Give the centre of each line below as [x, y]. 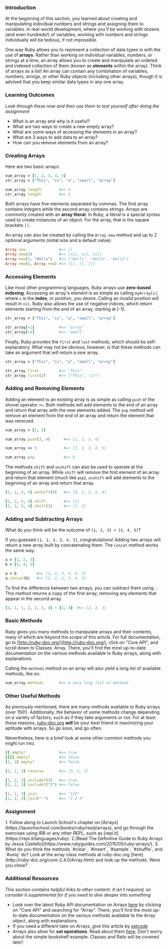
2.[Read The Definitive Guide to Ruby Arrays [117, 839]
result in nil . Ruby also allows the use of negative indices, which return [79, 304]
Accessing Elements [31, 276]
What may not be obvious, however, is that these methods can [96, 347]
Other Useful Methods [33, 696]
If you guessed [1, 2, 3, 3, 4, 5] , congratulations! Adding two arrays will [83, 540]
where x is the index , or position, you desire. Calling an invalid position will [82, 299]
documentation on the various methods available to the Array [92, 915]
